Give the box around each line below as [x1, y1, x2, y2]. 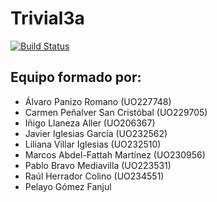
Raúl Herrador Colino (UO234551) [24, 170, 165, 182]
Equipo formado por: [10, 69, 142, 86]
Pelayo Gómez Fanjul [24, 180, 112, 192]
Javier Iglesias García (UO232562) [24, 127, 168, 139]
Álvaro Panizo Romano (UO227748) [24, 95, 172, 107]
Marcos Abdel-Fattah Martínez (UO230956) [24, 148, 206, 161]
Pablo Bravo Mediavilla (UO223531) [24, 159, 172, 171]
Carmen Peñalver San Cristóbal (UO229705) [24, 106, 208, 118]
